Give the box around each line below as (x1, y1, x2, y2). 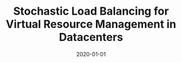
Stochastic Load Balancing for (13, 4, 169, 18)
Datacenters (59, 31, 123, 44)
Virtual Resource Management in (5, 17, 177, 31)
